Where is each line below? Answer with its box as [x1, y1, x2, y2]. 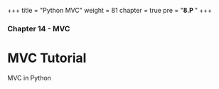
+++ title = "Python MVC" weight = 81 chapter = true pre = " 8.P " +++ [7, 6, 212, 14]
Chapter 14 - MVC [7, 23, 70, 33]
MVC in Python [7, 73, 52, 82]
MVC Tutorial [7, 50, 87, 66]
